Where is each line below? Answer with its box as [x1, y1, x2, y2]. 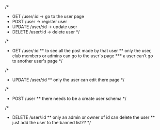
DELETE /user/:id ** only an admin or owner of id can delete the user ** [12, 114, 155, 120]
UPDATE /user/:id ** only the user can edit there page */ [12, 77, 125, 82]
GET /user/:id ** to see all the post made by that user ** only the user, [12, 48, 152, 53]
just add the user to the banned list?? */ [12, 120, 91, 125]
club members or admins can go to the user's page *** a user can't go [12, 53, 153, 59]
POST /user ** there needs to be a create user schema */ [12, 96, 127, 101]
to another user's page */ [12, 58, 63, 64]
